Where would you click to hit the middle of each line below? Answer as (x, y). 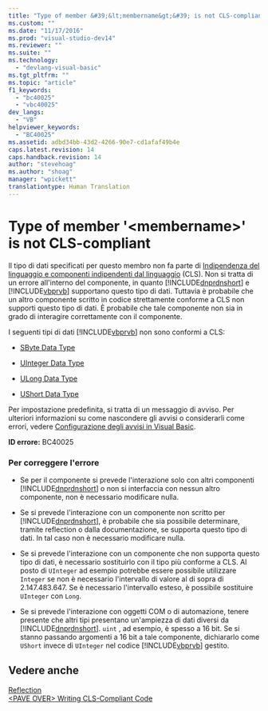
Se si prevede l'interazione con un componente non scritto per (122, 512)
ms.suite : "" (30, 53)
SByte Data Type (47, 347)
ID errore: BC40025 (41, 441)
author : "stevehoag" (43, 165)
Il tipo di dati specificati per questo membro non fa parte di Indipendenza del (134, 266)
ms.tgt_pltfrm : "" (39, 75)
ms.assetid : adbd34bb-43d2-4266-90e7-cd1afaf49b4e (94, 142)
